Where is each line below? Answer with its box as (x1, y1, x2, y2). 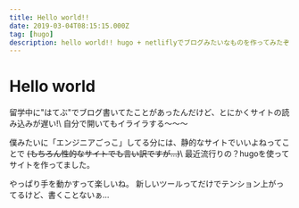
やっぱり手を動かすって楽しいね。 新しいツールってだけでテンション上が (9, 179, 277, 189)
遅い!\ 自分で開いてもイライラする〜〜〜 (39, 118, 188, 129)
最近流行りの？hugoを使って (184, 148, 290, 159)
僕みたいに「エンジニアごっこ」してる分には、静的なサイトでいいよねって (9, 137, 283, 148)
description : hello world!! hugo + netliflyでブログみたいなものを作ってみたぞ (9, 37, 290, 47)
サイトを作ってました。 (9, 160, 96, 171)
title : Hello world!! (9, 12, 90, 22)
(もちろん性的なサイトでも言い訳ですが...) (26, 148, 180, 159)
